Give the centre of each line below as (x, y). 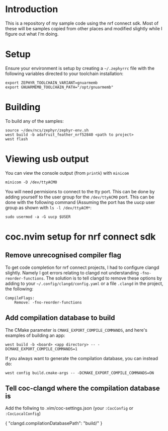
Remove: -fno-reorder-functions (48, 302)
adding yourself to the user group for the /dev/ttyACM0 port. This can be (80, 197)
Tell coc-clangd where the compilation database (82, 388)
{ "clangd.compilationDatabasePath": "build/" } (54, 423)
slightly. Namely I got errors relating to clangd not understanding (72, 272)
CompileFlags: (20, 298)
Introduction (32, 9)
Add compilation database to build (60, 318)
